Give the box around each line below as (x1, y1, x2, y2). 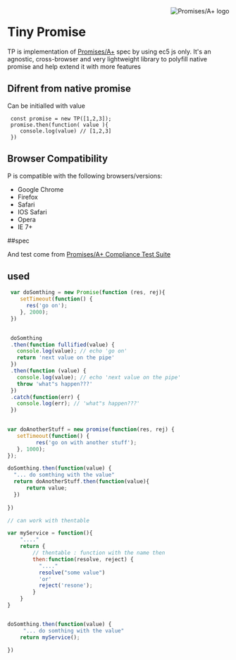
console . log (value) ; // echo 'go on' (16, 348, 128, 355)
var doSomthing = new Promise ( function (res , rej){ (10, 289, 166, 296)
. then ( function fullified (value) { (10, 341, 115, 348)
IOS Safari (17, 207, 47, 216)
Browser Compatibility (7, 153, 108, 165)
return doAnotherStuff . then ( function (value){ (13, 478, 150, 485)
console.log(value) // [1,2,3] (20, 127, 112, 135)
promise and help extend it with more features (7, 62, 142, 71)
